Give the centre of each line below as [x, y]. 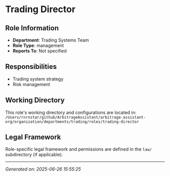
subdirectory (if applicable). [34, 155]
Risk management [31, 84]
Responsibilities [31, 67]
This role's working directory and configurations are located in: [71, 112]
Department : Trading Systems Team [51, 40]
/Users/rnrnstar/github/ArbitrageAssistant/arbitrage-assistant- [75, 117]
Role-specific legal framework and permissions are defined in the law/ [78, 149]
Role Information [32, 28]
